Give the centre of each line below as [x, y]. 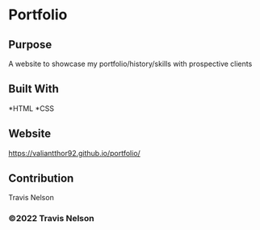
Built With [34, 89]
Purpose [30, 45]
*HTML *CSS [31, 108]
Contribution [41, 179]
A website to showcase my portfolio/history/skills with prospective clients [130, 64]
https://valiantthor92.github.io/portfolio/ [75, 153]
